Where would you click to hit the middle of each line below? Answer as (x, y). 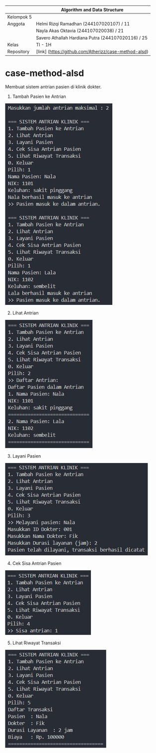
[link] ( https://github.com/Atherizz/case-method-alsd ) (92, 51)
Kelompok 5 (20, 17)
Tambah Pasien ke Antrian (39, 97)
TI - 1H (44, 44)
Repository (18, 51)
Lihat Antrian (25, 313)
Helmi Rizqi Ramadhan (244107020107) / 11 (83, 24)
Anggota (16, 24)
